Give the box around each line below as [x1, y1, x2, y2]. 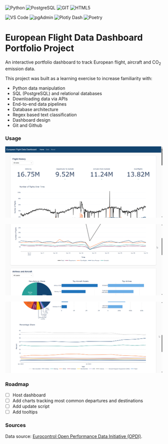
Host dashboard [12, 392, 46, 398]
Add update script [12, 403, 50, 409]
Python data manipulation [12, 85, 65, 91]
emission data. [5, 66, 35, 72]
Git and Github [12, 122, 42, 128]
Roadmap [5, 380, 29, 387]
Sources [5, 422, 26, 429]
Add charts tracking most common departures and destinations [12, 398, 143, 404]
